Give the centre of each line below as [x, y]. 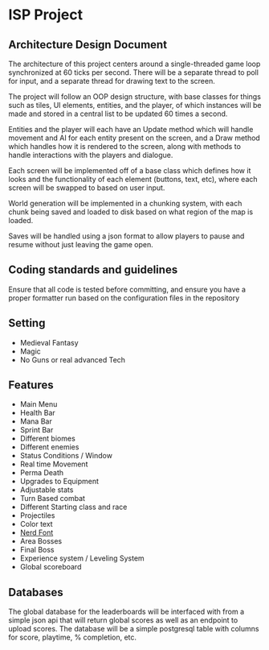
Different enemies [49, 447]
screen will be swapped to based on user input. [87, 188]
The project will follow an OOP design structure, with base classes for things [134, 97]
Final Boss [37, 550]
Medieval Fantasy [49, 342]
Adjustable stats [47, 490]
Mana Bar [36, 421]
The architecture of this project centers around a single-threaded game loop [134, 64]
